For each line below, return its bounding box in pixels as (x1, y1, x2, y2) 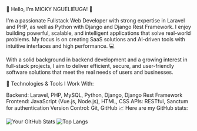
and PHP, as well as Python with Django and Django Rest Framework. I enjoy (6, 24, 191, 30)
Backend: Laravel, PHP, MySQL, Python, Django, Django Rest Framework (6, 91, 183, 99)
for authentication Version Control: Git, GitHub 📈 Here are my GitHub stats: (6, 104, 188, 112)
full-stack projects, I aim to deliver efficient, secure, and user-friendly (6, 63, 175, 69)
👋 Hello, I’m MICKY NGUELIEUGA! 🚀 (6, 6, 93, 12)
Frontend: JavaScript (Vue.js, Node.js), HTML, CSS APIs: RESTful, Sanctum (6, 98, 188, 104)
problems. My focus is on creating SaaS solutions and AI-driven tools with (6, 36, 185, 42)
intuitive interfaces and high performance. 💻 (6, 42, 115, 50)
